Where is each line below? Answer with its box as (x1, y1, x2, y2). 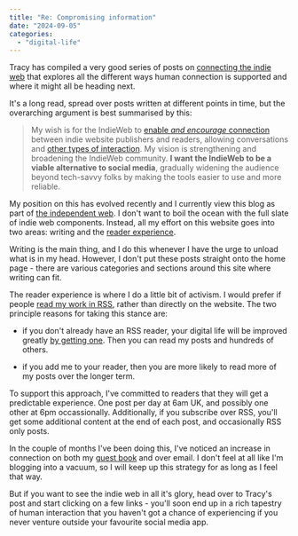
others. (21, 344, 49, 355)
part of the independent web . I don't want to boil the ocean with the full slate (9, 208, 289, 218)
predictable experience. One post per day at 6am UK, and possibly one (9, 398, 269, 408)
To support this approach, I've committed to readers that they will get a (9, 388, 269, 399)
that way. (9, 471, 43, 482)
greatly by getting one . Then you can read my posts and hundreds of (21, 335, 274, 346)
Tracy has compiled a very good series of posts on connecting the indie (9, 62, 272, 73)
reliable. (30, 181, 60, 192)
